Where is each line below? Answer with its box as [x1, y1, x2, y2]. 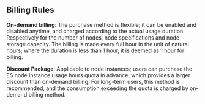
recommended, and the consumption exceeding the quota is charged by [6, 85, 188, 92]
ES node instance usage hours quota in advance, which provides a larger [6, 71, 191, 78]
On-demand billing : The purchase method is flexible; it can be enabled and [6, 21, 197, 28]
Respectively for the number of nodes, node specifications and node [6, 33, 179, 41]
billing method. [28, 91, 66, 98]
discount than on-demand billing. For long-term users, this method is [6, 78, 181, 85]
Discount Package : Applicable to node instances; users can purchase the [6, 65, 193, 72]
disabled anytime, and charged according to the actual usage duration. [6, 27, 185, 35]
